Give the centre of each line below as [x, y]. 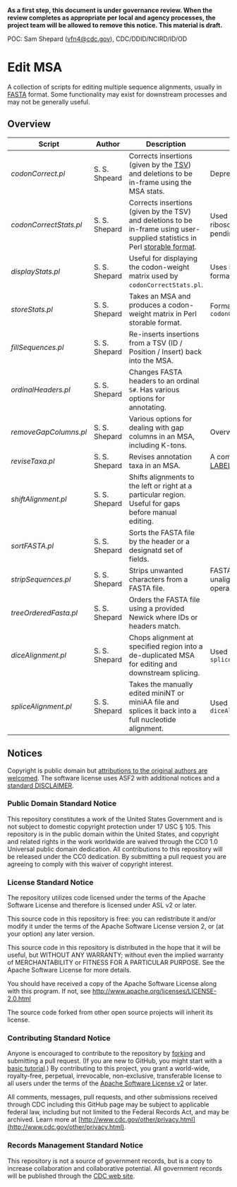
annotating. [148, 407]
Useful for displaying [163, 258]
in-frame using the [160, 182]
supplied [143, 238]
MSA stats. [147, 191]
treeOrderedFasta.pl [44, 613]
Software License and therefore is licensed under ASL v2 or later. [102, 905]
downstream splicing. [164, 673]
